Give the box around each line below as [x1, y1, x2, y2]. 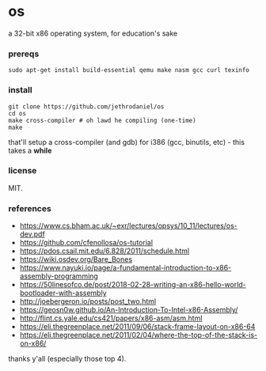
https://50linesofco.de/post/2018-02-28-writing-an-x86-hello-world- [19, 280, 247, 290]
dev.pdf [19, 229, 45, 239]
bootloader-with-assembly [19, 288, 107, 298]
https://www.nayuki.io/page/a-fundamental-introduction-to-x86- [19, 263, 232, 273]
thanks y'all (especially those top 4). [8, 354, 127, 364]
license [8, 165, 37, 176]
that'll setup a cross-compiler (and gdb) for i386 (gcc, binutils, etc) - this [8, 137, 245, 146]
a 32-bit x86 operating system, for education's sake [8, 28, 178, 38]
